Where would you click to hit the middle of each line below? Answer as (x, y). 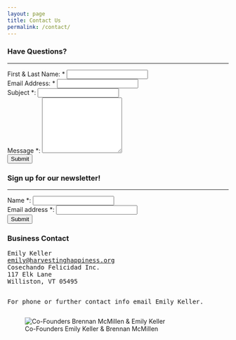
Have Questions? (37, 51)
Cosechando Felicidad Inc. (54, 267)
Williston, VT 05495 (43, 282)
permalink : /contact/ (39, 27)
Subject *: (22, 92)
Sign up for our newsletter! (54, 178)
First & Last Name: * (36, 74)
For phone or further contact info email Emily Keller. (105, 302)
